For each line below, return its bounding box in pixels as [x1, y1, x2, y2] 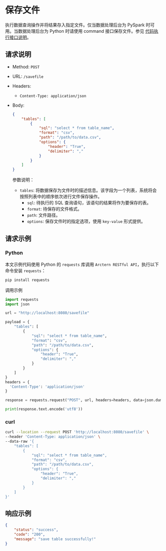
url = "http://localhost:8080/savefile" [5, 311, 90, 316]
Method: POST [12, 64, 40, 69]
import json [5, 301, 30, 307]
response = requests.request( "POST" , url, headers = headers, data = [5, 398, 145, 403]
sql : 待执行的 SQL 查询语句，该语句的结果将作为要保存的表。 [27, 200, 152, 206]
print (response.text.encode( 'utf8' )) [5, 407, 83, 412]
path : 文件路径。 [27, 212, 61, 218]
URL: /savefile [12, 73, 43, 79]
